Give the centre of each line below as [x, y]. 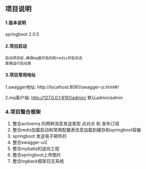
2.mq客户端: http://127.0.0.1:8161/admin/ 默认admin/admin [64, 97]
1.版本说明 [16, 22]
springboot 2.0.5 [22, 34]
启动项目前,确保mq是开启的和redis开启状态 [44, 58]
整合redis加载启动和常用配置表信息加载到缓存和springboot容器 [76, 130]
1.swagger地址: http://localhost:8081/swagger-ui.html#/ [62, 87]
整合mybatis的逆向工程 [36, 148]
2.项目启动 [16, 46]
